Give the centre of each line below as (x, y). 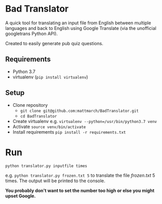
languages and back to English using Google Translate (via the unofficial (81, 28)
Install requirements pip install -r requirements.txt (69, 132)
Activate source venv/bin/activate (49, 127)
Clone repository (30, 105)
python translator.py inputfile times (46, 166)
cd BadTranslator (39, 116)
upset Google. (21, 196)
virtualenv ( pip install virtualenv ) (50, 77)
